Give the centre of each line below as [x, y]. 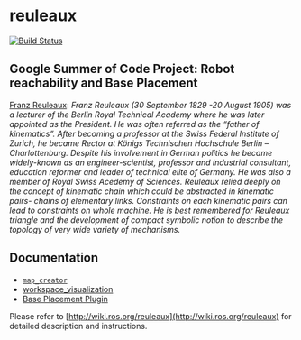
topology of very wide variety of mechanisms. [95, 229]
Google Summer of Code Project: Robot [122, 69]
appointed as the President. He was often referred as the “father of [134, 124]
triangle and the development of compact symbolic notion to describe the [146, 220]
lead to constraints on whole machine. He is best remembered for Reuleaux [150, 210]
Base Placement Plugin [65, 299]
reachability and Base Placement [104, 83]
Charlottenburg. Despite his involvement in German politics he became [141, 152]
